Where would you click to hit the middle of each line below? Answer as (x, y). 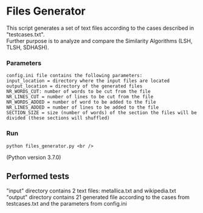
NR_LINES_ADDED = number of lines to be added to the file (83, 107)
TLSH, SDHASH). (28, 47)
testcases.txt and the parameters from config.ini (67, 204)
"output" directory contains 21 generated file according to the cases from (98, 197)
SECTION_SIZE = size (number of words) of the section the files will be (102, 113)
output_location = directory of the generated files (74, 86)
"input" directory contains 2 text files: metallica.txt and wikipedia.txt (91, 191)
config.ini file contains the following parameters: (74, 76)
